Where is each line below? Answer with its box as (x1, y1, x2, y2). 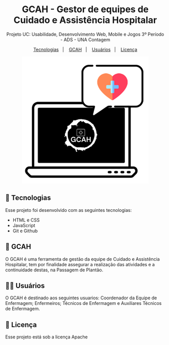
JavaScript (12, 222, 36, 228)
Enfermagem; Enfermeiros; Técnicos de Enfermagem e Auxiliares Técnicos (5, 300, 162, 306)
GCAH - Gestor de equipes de (22, 4, 149, 15)
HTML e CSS (12, 217, 40, 223)
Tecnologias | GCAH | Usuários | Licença (33, 46, 138, 52)
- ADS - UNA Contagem (60, 37, 111, 43)
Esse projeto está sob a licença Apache (5, 334, 88, 340)
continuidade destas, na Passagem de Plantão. (5, 267, 104, 273)
